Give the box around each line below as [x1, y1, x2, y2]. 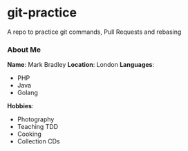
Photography [17, 115, 55, 123]
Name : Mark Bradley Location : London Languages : [7, 61, 154, 69]
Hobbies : [7, 102, 34, 110]
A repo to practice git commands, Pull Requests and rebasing [7, 28, 182, 36]
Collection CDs [17, 137, 60, 145]
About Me [7, 45, 41, 54]
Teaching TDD [17, 123, 59, 131]
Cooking [17, 130, 41, 139]
